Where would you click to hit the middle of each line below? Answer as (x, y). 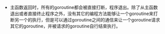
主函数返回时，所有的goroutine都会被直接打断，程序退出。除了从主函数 (84, 7)
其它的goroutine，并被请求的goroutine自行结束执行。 (65, 26)
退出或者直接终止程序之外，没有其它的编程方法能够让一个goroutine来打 (84, 13)
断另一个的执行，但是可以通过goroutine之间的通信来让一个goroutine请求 (85, 20)
